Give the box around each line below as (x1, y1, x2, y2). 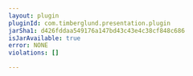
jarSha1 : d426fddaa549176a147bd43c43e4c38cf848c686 (8, 26, 185, 34)
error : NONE (8, 42, 48, 50)
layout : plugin (8, 11, 60, 20)
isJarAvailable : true (8, 34, 81, 42)
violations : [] (8, 49, 60, 57)
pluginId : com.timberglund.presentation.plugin (8, 19, 171, 27)
